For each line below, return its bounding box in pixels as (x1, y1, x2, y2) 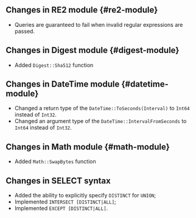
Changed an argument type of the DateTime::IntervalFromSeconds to (14, 118, 187, 125)
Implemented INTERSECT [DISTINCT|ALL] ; (14, 198, 116, 206)
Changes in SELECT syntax (5, 175, 111, 186)
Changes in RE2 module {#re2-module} (5, 5, 158, 15)
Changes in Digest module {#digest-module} (5, 45, 180, 55)
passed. (14, 27, 35, 35)
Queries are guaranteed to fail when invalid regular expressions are (14, 21, 183, 28)
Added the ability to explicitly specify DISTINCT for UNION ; (14, 192, 156, 199)
